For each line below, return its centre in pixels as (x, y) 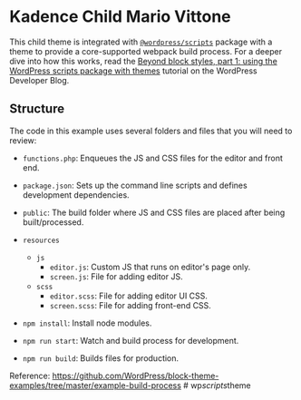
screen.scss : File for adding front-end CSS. (130, 305)
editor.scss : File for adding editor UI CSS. (129, 296)
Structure (37, 109)
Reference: (30, 376)
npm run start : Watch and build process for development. (131, 340)
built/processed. (53, 222)
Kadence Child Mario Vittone (120, 17)
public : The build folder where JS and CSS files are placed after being (154, 212)
